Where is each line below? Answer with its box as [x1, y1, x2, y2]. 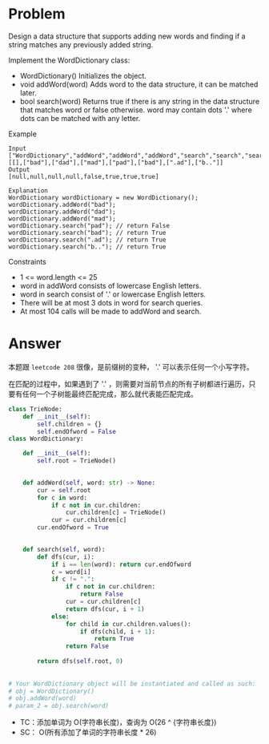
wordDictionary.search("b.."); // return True [8, 242, 167, 251]
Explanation [8, 186, 48, 195]
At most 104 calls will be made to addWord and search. [19, 306, 202, 316]
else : [50, 613, 70, 621]
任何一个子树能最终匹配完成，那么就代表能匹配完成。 [22, 389, 198, 398]
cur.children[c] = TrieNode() [65, 508, 167, 517]
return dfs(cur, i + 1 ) [65, 604, 146, 613]
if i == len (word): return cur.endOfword [50, 560, 192, 568]
